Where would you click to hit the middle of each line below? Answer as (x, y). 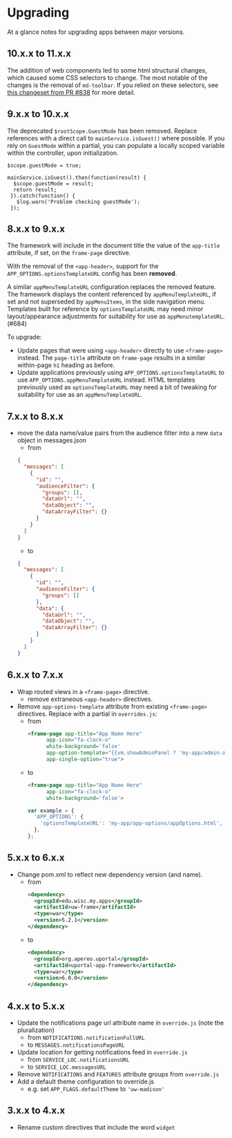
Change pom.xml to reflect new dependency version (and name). (110, 874)
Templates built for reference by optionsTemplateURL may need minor (105, 309)
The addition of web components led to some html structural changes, (107, 70)
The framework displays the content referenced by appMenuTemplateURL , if (112, 295)
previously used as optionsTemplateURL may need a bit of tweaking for (117, 387)
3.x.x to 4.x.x (36, 1111)
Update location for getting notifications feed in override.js (102, 1052)
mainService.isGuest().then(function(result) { (77, 178)
